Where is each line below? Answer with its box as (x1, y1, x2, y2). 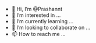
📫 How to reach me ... (11, 31, 66, 37)
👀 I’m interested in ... (11, 12, 61, 19)
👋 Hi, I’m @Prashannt (11, 6, 63, 12)
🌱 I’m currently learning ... (11, 18, 74, 24)
